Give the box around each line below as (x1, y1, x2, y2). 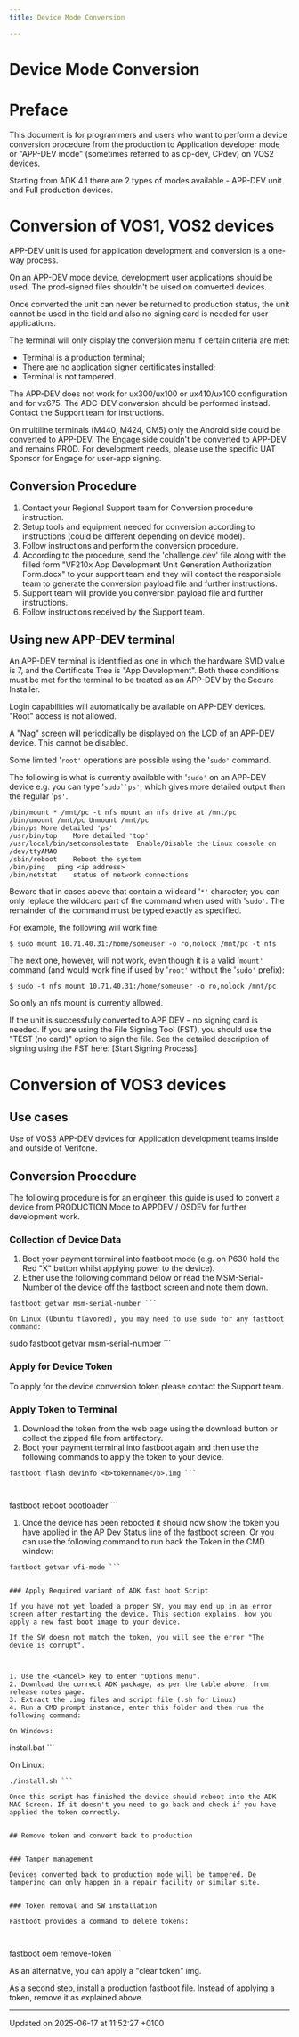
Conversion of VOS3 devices (9, 1074, 227, 1095)
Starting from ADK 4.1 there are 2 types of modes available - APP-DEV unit (9, 175, 282, 185)
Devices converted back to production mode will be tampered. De (9, 1870, 256, 1879)
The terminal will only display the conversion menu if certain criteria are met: (9, 335, 290, 346)
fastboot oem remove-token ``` (9, 1948, 122, 1960)
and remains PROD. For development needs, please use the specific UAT (9, 443, 276, 454)
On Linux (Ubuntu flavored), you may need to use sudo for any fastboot (9, 1315, 285, 1324)
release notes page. (9, 1688, 86, 1697)
